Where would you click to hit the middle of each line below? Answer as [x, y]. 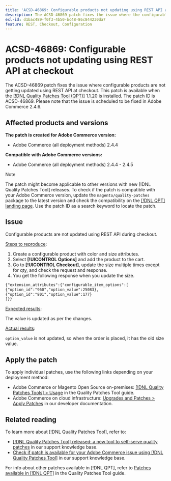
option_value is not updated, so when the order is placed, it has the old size [85, 338]
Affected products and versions [57, 123]
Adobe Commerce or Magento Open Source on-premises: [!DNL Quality [88, 387]
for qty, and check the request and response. [60, 270]
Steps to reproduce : [26, 244]
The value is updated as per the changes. [49, 319]
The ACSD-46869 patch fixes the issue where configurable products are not [85, 85]
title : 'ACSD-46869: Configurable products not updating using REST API [84, 10]
